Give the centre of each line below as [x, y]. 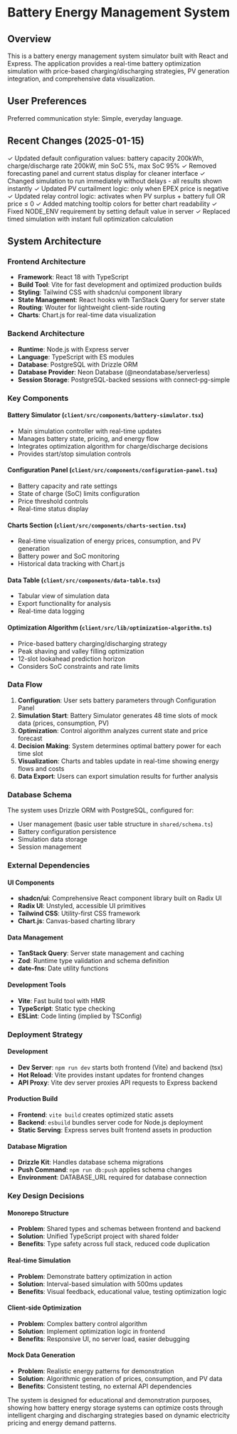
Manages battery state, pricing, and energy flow [88, 438]
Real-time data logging [51, 611]
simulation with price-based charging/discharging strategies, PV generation [118, 71]
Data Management [36, 937]
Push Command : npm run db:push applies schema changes [105, 1170]
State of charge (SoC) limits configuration [79, 493]
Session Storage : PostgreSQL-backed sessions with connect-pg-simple [123, 379]
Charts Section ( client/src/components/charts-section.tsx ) [97, 525]
